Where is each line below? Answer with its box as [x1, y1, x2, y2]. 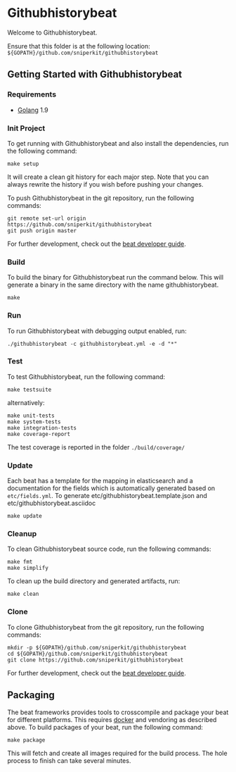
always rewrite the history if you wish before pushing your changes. [7, 180, 204, 188]
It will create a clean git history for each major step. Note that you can [7, 173, 209, 181]
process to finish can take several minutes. [7, 756, 131, 765]
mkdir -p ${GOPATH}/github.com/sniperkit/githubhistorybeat [7, 644, 188, 651]
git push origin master [7, 227, 77, 234]
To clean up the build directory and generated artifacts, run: [7, 577, 181, 585]
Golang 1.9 [17, 106, 49, 114]
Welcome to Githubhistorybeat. [7, 28, 98, 37]
